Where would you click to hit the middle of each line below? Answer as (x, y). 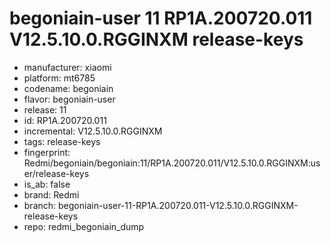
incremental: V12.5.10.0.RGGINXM (93, 131)
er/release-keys (56, 173)
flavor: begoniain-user (69, 99)
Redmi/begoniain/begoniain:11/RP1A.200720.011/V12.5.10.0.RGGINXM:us (172, 163)
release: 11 (45, 109)
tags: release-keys (62, 141)
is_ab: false (47, 184)
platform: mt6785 (59, 78)
